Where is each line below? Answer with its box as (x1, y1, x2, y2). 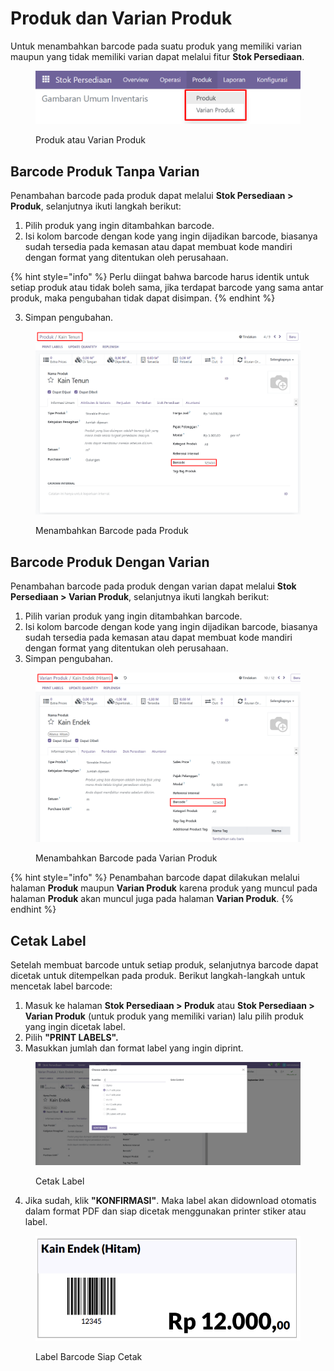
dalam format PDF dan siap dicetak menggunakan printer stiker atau (24, 1205, 307, 1217)
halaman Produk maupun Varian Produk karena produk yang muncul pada (10, 882, 318, 894)
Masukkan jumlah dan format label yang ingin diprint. (24, 1042, 244, 1054)
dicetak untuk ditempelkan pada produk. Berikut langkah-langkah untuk (10, 970, 306, 982)
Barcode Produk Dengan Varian (10, 553, 210, 571)
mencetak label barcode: (10, 980, 113, 992)
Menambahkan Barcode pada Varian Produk (35, 852, 218, 864)
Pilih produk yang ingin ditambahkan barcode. (24, 220, 215, 232)
